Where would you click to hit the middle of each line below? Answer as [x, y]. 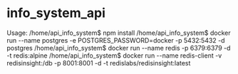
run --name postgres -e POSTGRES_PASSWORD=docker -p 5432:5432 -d [116, 40]
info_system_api [56, 13]
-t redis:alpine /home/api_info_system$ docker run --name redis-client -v [114, 55]
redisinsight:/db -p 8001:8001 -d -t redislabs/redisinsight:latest [99, 63]
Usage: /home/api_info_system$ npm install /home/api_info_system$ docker [119, 33]
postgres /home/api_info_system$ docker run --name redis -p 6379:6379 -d [119, 48]
